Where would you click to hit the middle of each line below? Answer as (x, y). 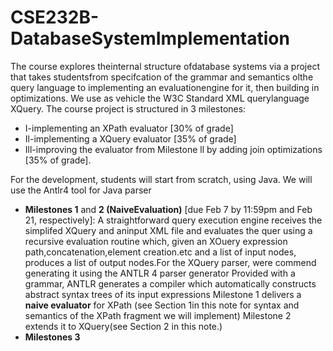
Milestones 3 (52, 337)
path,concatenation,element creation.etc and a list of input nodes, (160, 252)
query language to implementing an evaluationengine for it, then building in (165, 87)
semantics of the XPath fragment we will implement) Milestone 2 (158, 315)
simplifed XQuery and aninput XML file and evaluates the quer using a (168, 230)
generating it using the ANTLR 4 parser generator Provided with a (160, 273)
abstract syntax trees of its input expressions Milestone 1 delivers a (163, 294)
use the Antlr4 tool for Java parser (81, 190)
